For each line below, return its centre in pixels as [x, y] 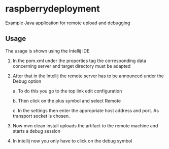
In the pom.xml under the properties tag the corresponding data [79, 61]
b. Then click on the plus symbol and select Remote [66, 101]
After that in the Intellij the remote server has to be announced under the [88, 76]
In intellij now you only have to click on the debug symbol [72, 141]
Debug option [27, 81]
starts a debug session [37, 131]
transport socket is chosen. [41, 116]
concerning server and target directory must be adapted [72, 66]
